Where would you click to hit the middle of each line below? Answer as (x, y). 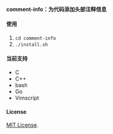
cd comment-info (35, 38)
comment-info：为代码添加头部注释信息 (56, 9)
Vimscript (27, 98)
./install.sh (31, 44)
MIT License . (22, 125)
